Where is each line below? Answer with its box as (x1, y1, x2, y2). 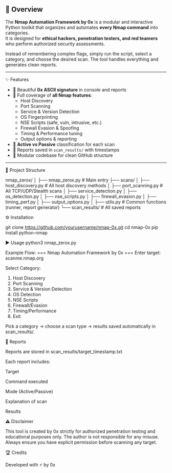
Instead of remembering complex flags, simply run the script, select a (5, 50, 152, 57)
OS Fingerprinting (20, 114, 58, 120)
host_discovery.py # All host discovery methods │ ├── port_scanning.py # (5, 182, 163, 188)
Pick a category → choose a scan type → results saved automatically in (5, 323, 156, 329)
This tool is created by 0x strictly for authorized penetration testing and (5, 428, 156, 434)
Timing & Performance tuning (20, 130, 83, 136)
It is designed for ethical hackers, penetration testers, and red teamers (5, 35, 158, 41)
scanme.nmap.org (5, 255, 44, 261)
